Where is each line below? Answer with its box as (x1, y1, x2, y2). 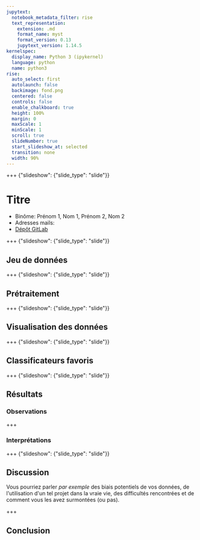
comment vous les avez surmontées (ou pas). (6, 496, 120, 504)
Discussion (6, 467, 49, 478)
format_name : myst (17, 31, 63, 37)
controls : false (11, 99, 52, 105)
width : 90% (11, 155, 39, 161)
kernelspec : (6, 48, 36, 54)
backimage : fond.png (11, 88, 63, 94)
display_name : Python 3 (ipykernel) (11, 54, 104, 60)
